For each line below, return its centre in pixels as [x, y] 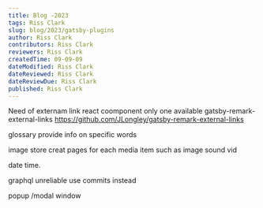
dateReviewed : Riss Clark [51, 74]
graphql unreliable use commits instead [72, 180]
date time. [24, 165]
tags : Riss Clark [37, 23]
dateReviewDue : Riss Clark [53, 81]
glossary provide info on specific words [72, 135]
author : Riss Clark [40, 37]
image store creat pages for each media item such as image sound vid [123, 150]
